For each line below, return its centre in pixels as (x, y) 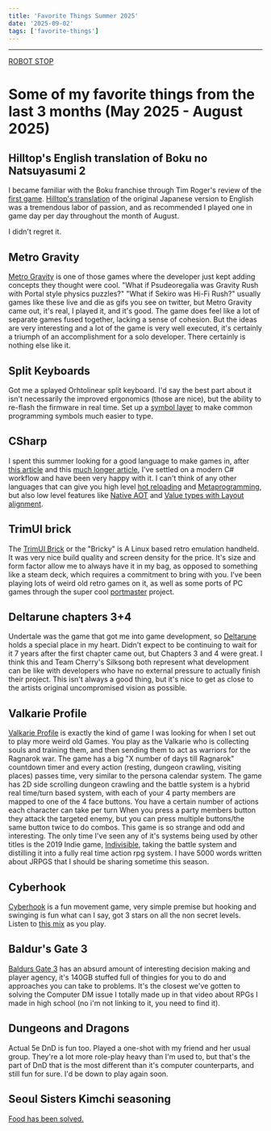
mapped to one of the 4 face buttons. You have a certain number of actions (134, 802)
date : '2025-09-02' (41, 23)
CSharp (28, 441)
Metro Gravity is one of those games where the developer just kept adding (132, 276)
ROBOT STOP (31, 61)
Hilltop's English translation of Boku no (108, 158)
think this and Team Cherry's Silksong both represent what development (129, 662)
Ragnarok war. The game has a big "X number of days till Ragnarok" (121, 759)
